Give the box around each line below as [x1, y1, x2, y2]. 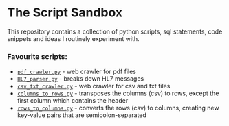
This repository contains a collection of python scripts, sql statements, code [7, 27, 223, 36]
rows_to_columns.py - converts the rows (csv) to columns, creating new [17, 104, 219, 112]
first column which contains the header [17, 97, 129, 105]
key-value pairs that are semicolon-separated [17, 111, 146, 119]
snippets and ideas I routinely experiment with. [7, 34, 140, 42]
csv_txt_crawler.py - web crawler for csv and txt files [17, 82, 171, 90]
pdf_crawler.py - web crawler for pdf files [17, 67, 136, 76]
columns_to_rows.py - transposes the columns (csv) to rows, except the [17, 89, 219, 97]
